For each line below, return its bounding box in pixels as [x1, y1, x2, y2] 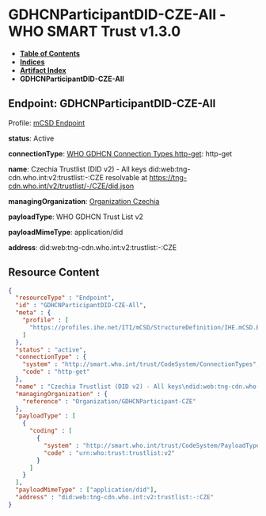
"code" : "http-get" [22, 368, 90, 376]
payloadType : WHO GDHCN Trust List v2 [8, 212, 144, 221]
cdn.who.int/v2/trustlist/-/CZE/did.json [8, 181, 135, 191]
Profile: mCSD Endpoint [8, 117, 85, 128]
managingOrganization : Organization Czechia [8, 196, 160, 206]
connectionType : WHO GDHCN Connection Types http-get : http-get [8, 148, 233, 158]
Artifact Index [19, 65, 66, 75]
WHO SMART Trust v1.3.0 [8, 22, 181, 40]
